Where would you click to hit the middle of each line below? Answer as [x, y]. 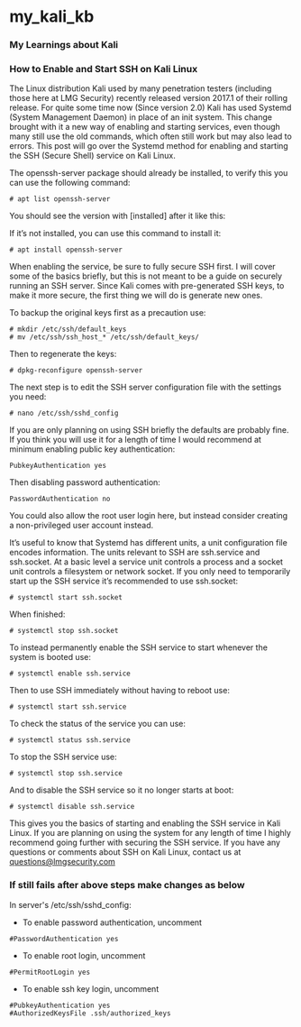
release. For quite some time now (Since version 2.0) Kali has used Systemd [150, 108]
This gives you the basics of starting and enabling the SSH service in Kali [145, 823]
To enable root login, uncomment [84, 955]
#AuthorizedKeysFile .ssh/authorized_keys [90, 1013]
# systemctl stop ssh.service [66, 774]
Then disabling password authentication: [85, 482]
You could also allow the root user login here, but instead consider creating [149, 516]
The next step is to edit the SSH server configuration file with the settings [146, 387]
